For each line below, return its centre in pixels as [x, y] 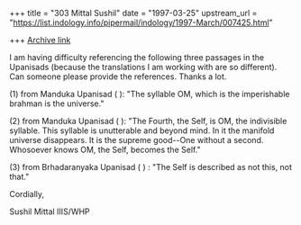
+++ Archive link [40, 40]
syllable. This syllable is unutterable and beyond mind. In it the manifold [142, 130]
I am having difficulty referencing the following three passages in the [137, 57]
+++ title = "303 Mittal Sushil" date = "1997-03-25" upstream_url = [133, 13]
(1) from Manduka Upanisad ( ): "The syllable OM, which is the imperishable [150, 94]
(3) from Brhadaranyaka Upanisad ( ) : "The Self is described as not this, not [151, 167]
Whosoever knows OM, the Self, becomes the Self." [105, 149]
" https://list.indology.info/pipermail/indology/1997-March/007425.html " [141, 22]
